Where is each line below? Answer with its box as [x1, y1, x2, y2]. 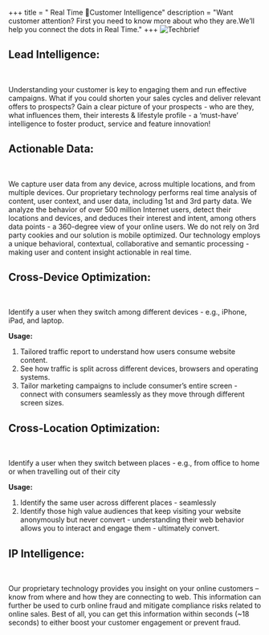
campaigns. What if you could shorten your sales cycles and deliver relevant [8, 93, 261, 103]
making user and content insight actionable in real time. [8, 247, 192, 257]
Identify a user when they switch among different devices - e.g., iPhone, [8, 307, 247, 317]
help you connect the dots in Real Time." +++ [8, 25, 158, 34]
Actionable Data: [8, 142, 94, 156]
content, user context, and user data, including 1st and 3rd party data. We [8, 196, 252, 206]
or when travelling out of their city [8, 466, 120, 477]
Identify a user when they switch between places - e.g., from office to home [8, 458, 260, 468]
